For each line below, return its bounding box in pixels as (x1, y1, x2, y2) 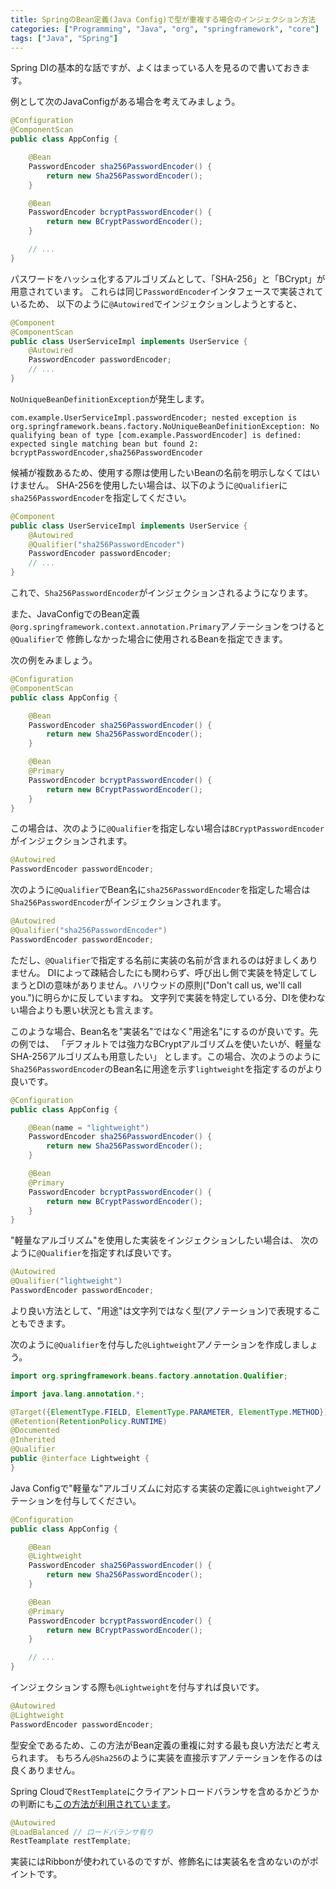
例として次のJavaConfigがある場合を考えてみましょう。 (10, 96, 241, 108)
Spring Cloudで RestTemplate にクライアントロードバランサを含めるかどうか (10, 1785, 320, 1797)
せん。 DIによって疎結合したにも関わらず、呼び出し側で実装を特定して (18, 966, 309, 978)
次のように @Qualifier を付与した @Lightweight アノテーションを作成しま (10, 1338, 301, 1350)
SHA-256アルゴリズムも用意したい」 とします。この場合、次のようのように (10, 1050, 322, 1062)
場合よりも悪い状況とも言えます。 (18, 1004, 159, 1016)
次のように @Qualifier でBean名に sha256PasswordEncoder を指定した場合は (10, 884, 311, 896)
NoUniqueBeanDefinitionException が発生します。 (10, 392, 210, 405)
